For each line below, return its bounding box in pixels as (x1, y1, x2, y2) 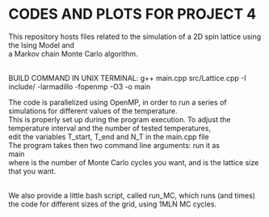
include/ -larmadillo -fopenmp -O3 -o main (8, 82, 151, 91)
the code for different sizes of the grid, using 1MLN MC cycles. (8, 199, 216, 209)
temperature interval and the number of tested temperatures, (8, 123, 212, 133)
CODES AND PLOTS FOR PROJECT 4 (8, 5, 257, 23)
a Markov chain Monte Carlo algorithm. (8, 49, 139, 58)
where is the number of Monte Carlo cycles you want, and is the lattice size (8, 157, 259, 167)
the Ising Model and (8, 40, 75, 49)
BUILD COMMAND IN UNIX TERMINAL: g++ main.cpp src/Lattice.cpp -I (8, 73, 246, 83)
